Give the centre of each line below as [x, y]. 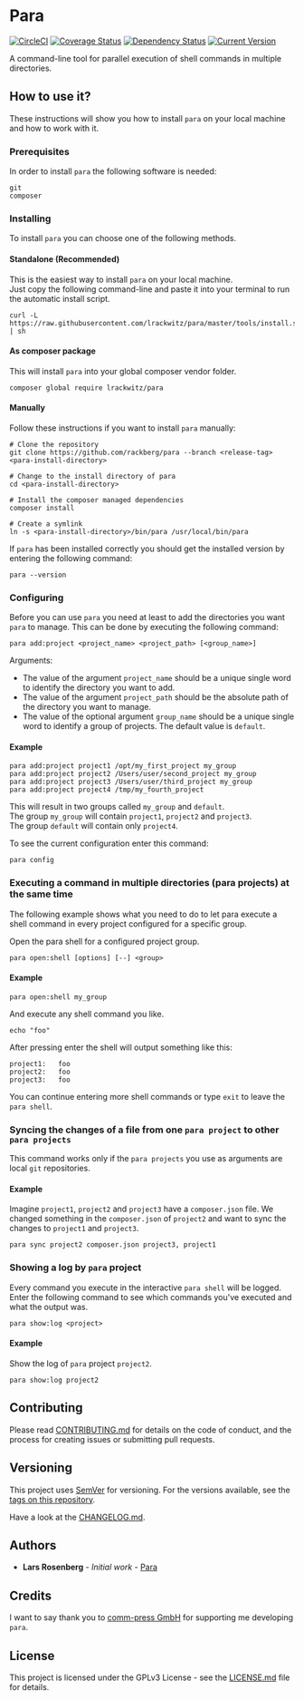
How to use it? [50, 97]
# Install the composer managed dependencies [96, 500]
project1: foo [40, 1064]
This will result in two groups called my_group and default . [117, 807]
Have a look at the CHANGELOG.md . [77, 1517]
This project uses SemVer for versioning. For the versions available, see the [150, 1490]
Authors [33, 1545]
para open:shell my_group [58, 997]
